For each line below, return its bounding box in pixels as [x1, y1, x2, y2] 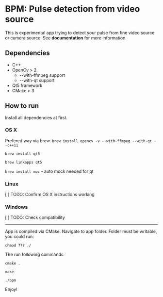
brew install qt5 [5, 151, 40, 156]
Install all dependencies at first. [5, 115, 68, 120]
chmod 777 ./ [5, 243, 32, 248]
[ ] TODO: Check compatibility [5, 214, 65, 220]
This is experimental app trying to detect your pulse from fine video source [5, 30, 155, 35]
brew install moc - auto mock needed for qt [5, 168, 94, 174]
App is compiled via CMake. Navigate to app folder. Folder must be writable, [5, 229, 157, 234]
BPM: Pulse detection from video [5, 3, 140, 15]
